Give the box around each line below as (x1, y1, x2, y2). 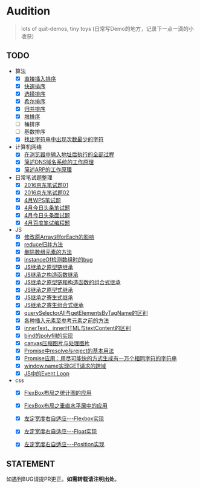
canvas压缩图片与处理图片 (24, 339, 90, 346)
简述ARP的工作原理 (24, 166, 73, 173)
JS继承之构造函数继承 (24, 271, 79, 279)
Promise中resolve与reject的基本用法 (24, 347, 114, 354)
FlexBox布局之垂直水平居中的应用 (24, 402, 108, 409)
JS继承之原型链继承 (24, 263, 74, 271)
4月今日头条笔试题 (24, 204, 71, 211)
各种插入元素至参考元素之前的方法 (24, 317, 109, 324)
